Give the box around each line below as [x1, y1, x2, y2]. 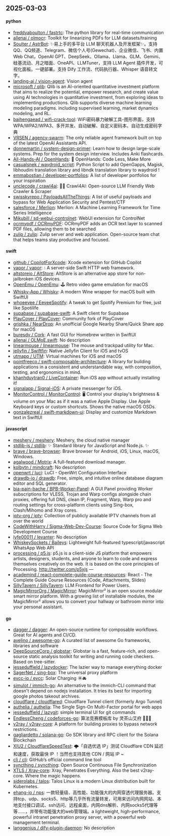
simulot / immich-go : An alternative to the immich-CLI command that [13, 682, 156, 689]
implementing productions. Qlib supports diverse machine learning [13, 100, 152, 106]
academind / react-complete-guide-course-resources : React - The [13, 572, 153, 577]
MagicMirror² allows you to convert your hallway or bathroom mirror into [13, 599, 164, 604]
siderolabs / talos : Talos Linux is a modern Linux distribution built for [13, 778, 155, 784]
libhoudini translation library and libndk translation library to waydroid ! [13, 167, 160, 173]
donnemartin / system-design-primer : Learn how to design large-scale [13, 145, 160, 151]
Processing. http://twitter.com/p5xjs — [13, 566, 94, 572]
